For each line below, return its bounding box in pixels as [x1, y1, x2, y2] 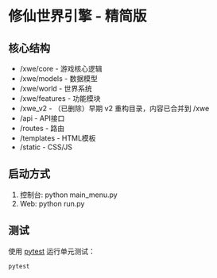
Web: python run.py [19, 199, 85, 208]
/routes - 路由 [19, 124, 65, 133]
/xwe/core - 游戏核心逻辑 [19, 64, 103, 73]
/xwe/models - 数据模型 [19, 74, 98, 83]
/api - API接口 [19, 114, 65, 123]
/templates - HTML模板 [19, 133, 96, 143]
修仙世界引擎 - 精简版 [8, 7, 147, 25]
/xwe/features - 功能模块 [19, 94, 101, 103]
